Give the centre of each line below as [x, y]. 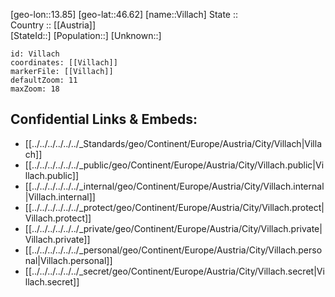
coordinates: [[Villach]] [64, 63]
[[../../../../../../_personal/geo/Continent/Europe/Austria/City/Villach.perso [173, 250]
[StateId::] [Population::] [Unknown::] [86, 35]
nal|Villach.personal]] [68, 260]
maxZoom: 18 [35, 89]
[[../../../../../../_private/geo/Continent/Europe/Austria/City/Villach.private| [173, 228]
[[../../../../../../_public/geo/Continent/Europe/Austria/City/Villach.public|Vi [174, 165]
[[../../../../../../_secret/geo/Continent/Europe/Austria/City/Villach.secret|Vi [174, 271]
